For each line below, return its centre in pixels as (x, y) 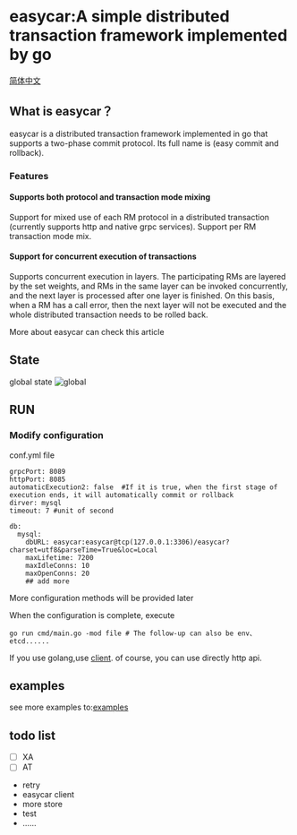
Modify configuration (57, 435)
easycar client (48, 795)
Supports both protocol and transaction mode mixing (110, 197)
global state (31, 382)
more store (42, 805)
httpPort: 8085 (38, 479)
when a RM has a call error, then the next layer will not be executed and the (148, 306)
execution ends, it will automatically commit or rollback (122, 495)
